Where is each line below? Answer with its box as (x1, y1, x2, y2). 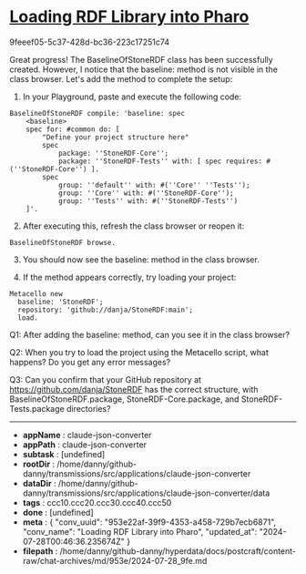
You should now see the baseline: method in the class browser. (22, 253, 260, 265)
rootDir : (22, 458, 56, 469)
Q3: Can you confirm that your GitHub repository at (9, 374, 202, 384)
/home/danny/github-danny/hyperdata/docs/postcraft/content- (59, 545, 297, 557)
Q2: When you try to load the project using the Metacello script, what (9, 346, 269, 357)
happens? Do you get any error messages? (9, 356, 171, 367)
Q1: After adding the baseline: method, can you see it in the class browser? (9, 329, 290, 340)
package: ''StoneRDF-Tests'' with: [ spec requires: (57, 157, 262, 166)
